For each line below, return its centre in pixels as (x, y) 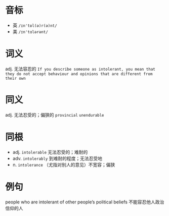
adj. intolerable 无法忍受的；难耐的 (50, 152)
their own (16, 78)
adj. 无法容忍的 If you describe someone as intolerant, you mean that (80, 69)
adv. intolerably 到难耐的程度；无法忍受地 (57, 158)
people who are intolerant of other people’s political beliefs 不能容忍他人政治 (85, 202)
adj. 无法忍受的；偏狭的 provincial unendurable (55, 115)
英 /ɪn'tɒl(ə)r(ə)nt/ (35, 25)
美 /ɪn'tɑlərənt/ (30, 31)
